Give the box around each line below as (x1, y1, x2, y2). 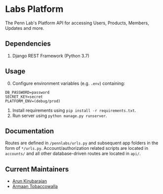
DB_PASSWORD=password (5, 90, 50, 95)
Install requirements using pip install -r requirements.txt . (12, 107, 136, 113)
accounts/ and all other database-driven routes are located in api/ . (5, 150, 141, 157)
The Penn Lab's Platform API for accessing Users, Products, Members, (5, 20, 149, 26)
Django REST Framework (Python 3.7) (12, 53, 90, 59)
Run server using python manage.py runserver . (12, 113, 107, 119)
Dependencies (5, 40, 51, 48)
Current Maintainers (5, 165, 69, 173)
